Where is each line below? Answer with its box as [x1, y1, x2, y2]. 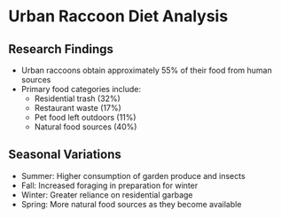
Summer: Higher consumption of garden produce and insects [20, 170, 246, 181]
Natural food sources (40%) [34, 121, 137, 132]
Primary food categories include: [20, 84, 141, 94]
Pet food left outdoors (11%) [34, 113, 137, 122]
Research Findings [8, 42, 114, 57]
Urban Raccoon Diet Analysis [8, 6, 229, 27]
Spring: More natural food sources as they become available [20, 199, 242, 209]
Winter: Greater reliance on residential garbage [20, 189, 193, 200]
